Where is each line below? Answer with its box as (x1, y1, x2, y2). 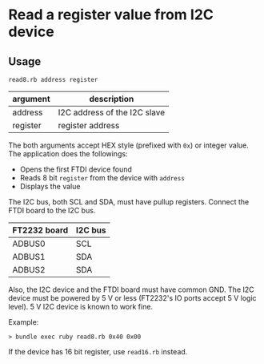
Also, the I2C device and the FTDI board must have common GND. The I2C (8, 285, 254, 294)
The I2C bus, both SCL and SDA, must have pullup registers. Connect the (8, 197, 250, 206)
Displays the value (19, 182, 81, 191)
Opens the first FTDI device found (19, 164, 132, 174)
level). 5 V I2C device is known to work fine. (8, 302, 154, 311)
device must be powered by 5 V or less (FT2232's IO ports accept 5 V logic (8, 293, 258, 302)
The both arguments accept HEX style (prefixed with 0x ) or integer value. (8, 140, 250, 150)
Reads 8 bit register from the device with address (19, 173, 186, 182)
